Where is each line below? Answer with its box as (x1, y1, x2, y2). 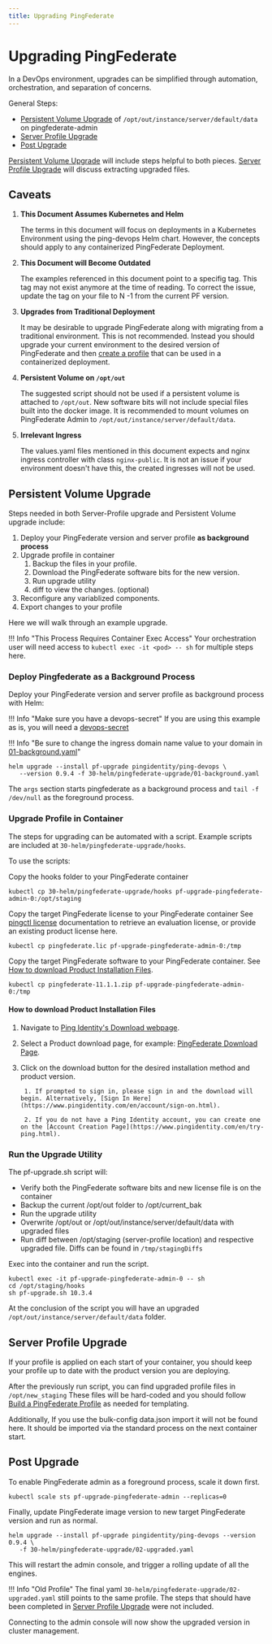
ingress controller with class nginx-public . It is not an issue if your (19, 454, 242, 464)
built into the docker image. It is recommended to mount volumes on (19, 406, 249, 415)
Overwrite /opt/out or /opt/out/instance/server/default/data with (19, 1217, 235, 1228)
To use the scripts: (8, 855, 71, 866)
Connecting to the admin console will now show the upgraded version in (8, 1617, 250, 1627)
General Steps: (8, 98, 58, 108)
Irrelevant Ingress (19, 430, 82, 440)
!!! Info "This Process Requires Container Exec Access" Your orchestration (8, 633, 257, 643)
